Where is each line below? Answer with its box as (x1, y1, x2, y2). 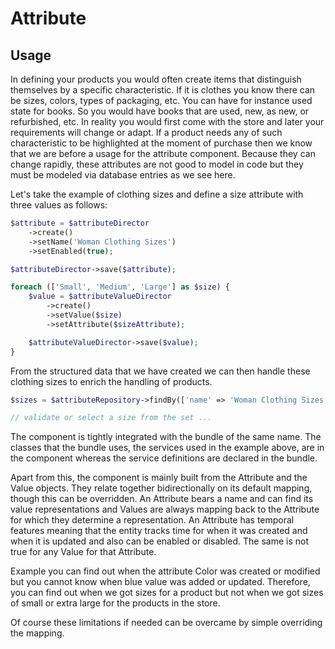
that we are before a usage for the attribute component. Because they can (10, 148, 316, 159)
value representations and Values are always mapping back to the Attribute (10, 503, 320, 516)
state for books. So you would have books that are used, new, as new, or (10, 105, 310, 117)
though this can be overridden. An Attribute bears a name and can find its (10, 493, 314, 505)
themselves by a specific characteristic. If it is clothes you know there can (10, 84, 316, 96)
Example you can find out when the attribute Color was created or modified (10, 565, 321, 577)
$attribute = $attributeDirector (10, 218, 150, 228)
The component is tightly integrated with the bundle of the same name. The (10, 431, 322, 443)
